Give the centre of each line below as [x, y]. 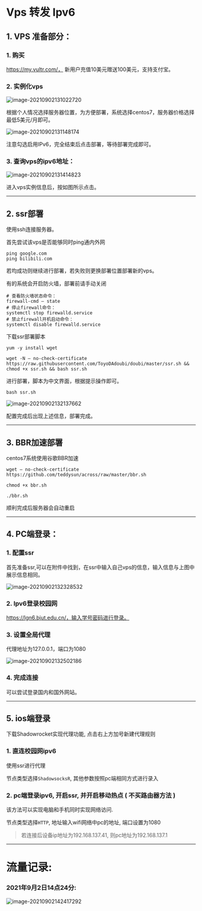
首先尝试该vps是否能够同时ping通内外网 [56, 242]
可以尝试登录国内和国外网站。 [43, 692]
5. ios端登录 [29, 719]
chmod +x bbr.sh [26, 485]
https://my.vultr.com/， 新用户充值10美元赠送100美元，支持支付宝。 [90, 69]
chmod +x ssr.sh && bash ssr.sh [47, 369]
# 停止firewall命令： [31, 308]
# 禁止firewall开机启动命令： [40, 320]
